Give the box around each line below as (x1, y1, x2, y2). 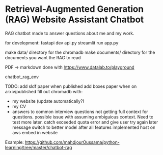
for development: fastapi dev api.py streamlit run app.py (5, 39, 119, 45)
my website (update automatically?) (12, 98, 84, 104)
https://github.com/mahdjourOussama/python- (25, 139, 120, 145)
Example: (5, 139, 24, 145)
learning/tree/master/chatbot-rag (5, 144, 72, 150)
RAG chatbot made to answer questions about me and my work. (5, 30, 135, 36)
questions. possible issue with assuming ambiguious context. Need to (12, 114, 154, 119)
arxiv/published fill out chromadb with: (5, 88, 83, 94)
